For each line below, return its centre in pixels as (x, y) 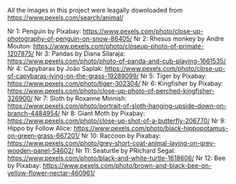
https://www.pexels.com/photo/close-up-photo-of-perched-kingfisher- (111, 91)
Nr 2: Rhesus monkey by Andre (179, 39)
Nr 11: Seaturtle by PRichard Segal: (125, 151)
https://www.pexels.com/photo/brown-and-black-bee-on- (127, 165)
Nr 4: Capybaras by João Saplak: (55, 68)
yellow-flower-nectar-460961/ (51, 173)
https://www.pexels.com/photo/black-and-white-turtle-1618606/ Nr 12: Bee (117, 158)
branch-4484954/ (34, 113)
